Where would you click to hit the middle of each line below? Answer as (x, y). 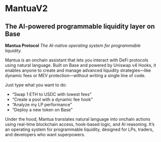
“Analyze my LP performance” (42, 104)
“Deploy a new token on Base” (42, 110)
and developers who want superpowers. (45, 134)
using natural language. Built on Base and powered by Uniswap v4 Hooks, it (80, 65)
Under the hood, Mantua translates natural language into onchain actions (78, 119)
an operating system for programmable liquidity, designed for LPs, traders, (79, 129)
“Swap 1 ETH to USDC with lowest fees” (52, 94)
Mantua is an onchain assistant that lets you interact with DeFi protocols (77, 60)
